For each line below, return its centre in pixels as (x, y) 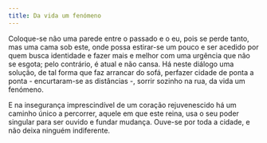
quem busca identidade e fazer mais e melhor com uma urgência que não (130, 55)
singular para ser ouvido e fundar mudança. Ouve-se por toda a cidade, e (129, 121)
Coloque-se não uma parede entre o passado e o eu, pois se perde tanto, (129, 38)
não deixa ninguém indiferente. (59, 130)
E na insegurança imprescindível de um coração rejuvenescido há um (122, 105)
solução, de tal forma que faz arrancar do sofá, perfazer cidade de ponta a (131, 72)
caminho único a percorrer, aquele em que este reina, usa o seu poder (124, 113)
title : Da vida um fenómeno (55, 16)
